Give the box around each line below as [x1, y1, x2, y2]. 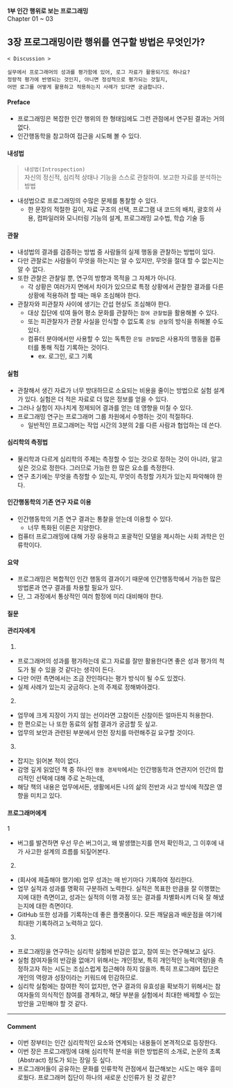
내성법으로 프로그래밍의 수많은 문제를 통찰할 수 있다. [17, 197, 158, 205]
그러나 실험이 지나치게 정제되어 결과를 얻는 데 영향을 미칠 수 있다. [17, 403, 193, 412]
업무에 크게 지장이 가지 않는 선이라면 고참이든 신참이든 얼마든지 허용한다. [17, 711, 214, 720]
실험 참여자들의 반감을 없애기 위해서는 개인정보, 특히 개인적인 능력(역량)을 [17, 956, 216, 964]
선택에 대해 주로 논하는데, [35, 774, 105, 782]
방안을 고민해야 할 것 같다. [17, 1000, 88, 1008]
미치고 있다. [30, 791, 62, 800]
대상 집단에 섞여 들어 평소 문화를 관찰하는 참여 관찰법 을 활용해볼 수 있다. [27, 308, 219, 317]
